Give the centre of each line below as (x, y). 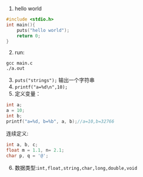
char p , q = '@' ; (27, 156)
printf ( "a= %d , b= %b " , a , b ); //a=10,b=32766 (60, 122)
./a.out (16, 68)
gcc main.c (19, 63)
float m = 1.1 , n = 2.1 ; (35, 150)
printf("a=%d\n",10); (41, 87)
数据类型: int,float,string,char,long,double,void (76, 168)
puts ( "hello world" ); (43, 30)
